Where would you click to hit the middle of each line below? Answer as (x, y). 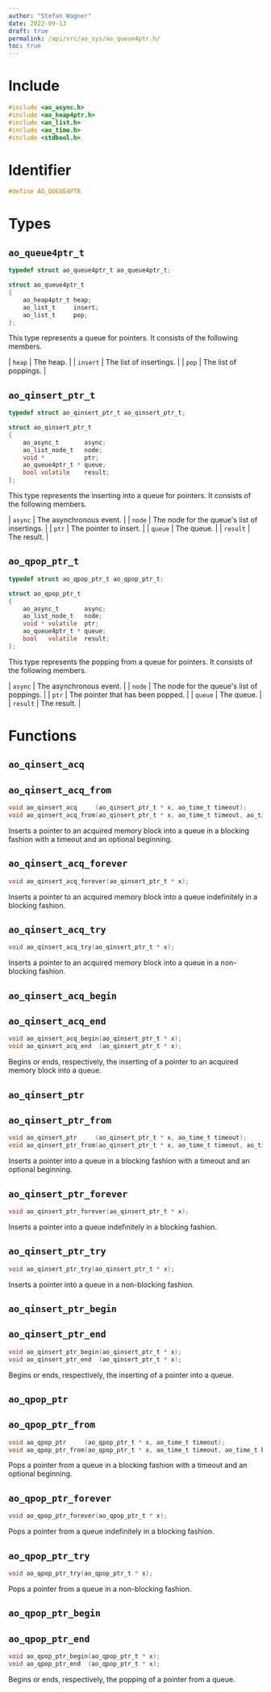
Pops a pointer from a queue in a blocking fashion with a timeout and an (128, 1466)
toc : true (25, 46)
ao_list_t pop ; (56, 315)
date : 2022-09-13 (38, 23)
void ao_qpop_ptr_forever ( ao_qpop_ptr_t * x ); (88, 1516)
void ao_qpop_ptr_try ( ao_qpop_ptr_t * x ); (81, 1573)
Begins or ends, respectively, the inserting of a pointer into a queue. (121, 1375)
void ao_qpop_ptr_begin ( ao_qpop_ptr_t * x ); (84, 1656)
